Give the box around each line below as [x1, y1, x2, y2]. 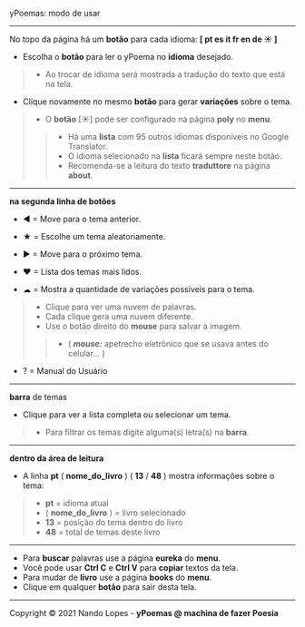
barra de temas [9, 392, 68, 402]
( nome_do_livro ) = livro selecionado [44, 507, 186, 518]
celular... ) [67, 348, 106, 358]
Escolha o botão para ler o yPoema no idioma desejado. [22, 52, 234, 62]
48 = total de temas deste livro [44, 526, 161, 537]
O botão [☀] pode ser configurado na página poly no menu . [44, 113, 272, 124]
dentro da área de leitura [9, 453, 104, 464]
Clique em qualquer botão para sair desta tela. [22, 582, 197, 593]
